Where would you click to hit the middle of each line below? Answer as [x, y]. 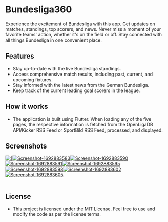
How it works [27, 107]
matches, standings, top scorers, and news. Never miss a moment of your [83, 29]
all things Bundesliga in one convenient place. [54, 40]
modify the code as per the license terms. [57, 214]
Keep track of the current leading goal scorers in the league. [76, 90]
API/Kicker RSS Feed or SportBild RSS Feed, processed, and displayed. [88, 130]
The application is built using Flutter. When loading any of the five [82, 119]
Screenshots [26, 146]
